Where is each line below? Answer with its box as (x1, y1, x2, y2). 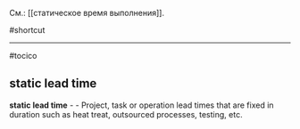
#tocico (9, 51, 37, 60)
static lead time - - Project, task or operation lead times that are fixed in (9, 100, 274, 110)
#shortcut (9, 25, 46, 35)
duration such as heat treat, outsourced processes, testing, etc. (9, 109, 243, 119)
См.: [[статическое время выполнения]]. (9, 8, 165, 18)
